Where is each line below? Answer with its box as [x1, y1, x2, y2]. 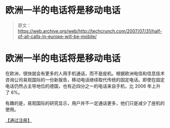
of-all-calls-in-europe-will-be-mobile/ [17, 33, 97, 39]
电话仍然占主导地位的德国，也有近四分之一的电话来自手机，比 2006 [5, 83, 146, 89]
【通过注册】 [5, 117, 32, 123]
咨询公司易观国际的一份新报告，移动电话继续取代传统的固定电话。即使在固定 [5, 76, 165, 82]
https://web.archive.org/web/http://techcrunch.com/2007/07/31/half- [17, 28, 162, 34]
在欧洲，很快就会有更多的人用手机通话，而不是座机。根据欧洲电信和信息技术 [5, 70, 165, 76]
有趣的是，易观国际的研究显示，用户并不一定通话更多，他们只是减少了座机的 [5, 100, 165, 106]
